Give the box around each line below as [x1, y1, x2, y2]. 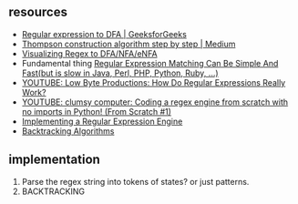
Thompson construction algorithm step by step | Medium [21, 38, 236, 49]
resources [8, 5, 67, 20]
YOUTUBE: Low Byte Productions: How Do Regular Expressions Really [21, 76, 286, 87]
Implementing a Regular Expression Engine [21, 116, 183, 127]
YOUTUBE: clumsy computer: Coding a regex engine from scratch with [21, 97, 289, 107]
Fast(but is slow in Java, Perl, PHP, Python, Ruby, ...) [21, 67, 220, 78]
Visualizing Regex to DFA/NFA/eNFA [21, 47, 158, 59]
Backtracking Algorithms [21, 125, 115, 137]
